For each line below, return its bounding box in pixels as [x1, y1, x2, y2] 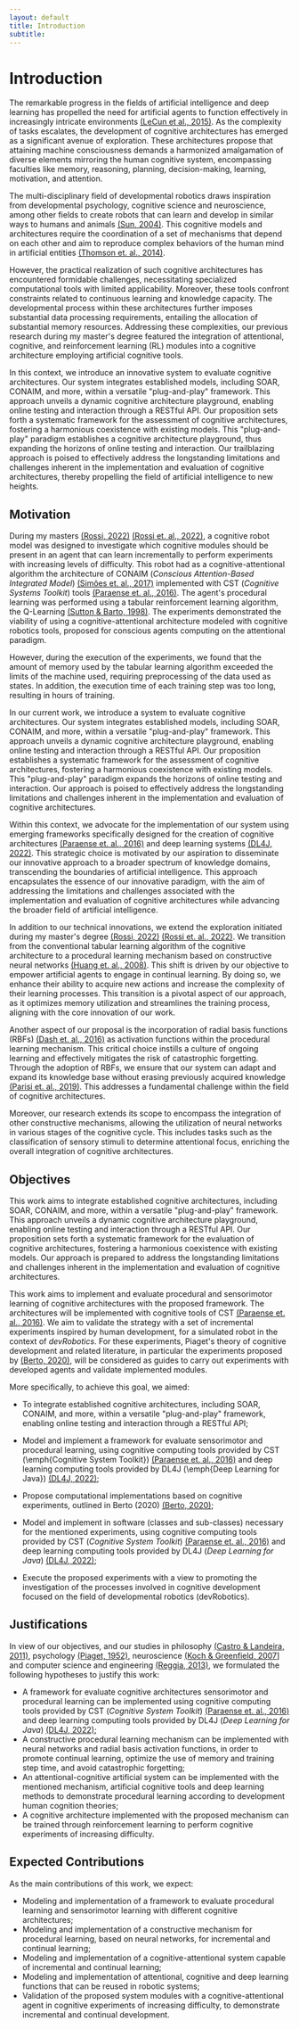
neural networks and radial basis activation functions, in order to [21, 1743, 259, 1753]
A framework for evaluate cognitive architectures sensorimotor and [21, 1687, 269, 1697]
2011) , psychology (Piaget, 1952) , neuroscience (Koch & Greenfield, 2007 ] [9, 1650, 280, 1661]
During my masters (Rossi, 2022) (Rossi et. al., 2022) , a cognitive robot [9, 531, 270, 541]
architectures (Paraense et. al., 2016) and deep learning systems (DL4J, [9, 838, 273, 849]
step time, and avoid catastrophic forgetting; [21, 1762, 185, 1773]
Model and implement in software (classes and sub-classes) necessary [21, 1517, 284, 1528]
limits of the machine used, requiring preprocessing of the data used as [9, 671, 271, 682]
